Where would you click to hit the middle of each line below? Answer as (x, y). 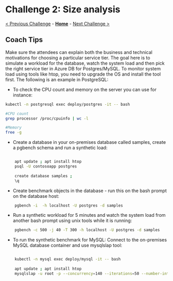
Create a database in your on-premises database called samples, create (89, 142)
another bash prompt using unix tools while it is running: (72, 221)
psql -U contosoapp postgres (46, 166)
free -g (14, 133)
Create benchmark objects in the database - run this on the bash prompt (90, 191)
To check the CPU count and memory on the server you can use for (85, 89)
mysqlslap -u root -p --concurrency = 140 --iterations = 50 (77, 273)
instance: (22, 95)
